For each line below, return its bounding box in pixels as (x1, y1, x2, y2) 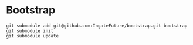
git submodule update (6, 33, 59, 39)
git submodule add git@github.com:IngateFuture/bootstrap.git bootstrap (6, 23, 188, 29)
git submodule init (6, 27, 54, 34)
